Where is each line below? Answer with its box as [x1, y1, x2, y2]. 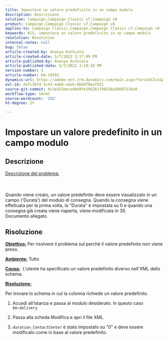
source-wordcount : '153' [5, 96, 57, 101]
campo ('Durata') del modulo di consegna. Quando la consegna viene [5, 197, 148, 203]
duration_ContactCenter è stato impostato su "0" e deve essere [12, 324, 143, 330]
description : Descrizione [5, 12, 59, 17]
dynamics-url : [5, 77, 35, 82]
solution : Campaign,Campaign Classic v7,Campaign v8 [5, 17, 117, 22]
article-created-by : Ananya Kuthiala [5, 49, 84, 54]
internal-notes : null [5, 40, 50, 45]
